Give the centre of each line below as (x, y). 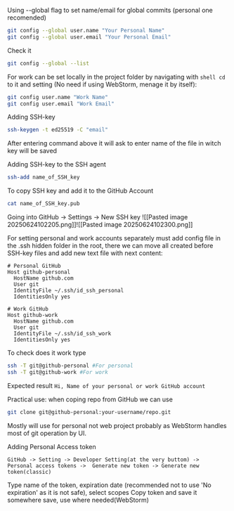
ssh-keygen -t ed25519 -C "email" (58, 130)
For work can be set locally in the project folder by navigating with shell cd (116, 77)
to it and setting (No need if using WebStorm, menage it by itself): (102, 84)
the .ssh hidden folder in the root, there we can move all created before (110, 246)
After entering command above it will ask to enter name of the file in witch (114, 143)
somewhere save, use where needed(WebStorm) (78, 500)
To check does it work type (47, 353)
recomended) (27, 18)
